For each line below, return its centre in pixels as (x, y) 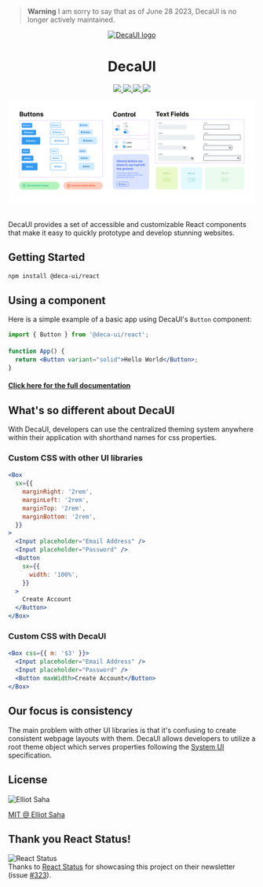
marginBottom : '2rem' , (59, 517)
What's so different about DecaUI (91, 411)
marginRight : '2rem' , (57, 492)
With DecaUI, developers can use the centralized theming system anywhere (131, 429)
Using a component (57, 301)
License (28, 780)
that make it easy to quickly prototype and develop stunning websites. (122, 233)
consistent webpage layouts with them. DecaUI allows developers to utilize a (132, 739)
